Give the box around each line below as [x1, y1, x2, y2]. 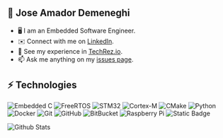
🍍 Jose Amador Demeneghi [7, 7, 130, 19]
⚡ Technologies [7, 79, 77, 91]
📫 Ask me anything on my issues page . [17, 54, 134, 64]
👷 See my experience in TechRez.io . [17, 47, 122, 55]
